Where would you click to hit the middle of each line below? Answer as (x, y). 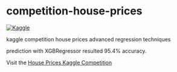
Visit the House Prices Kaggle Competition (59, 62)
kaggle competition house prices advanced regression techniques (88, 39)
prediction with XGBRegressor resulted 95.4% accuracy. (76, 51)
